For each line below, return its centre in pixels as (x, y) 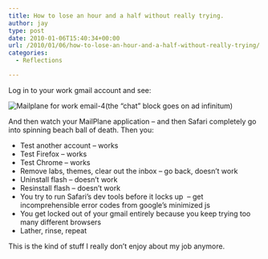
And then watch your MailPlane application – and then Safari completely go (132, 121)
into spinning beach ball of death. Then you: (81, 130)
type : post (26, 30)
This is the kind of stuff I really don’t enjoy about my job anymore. (117, 246)
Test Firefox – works (53, 154)
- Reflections (39, 61)
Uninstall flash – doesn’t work (69, 179)
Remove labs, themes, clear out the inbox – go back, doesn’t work (129, 171)
